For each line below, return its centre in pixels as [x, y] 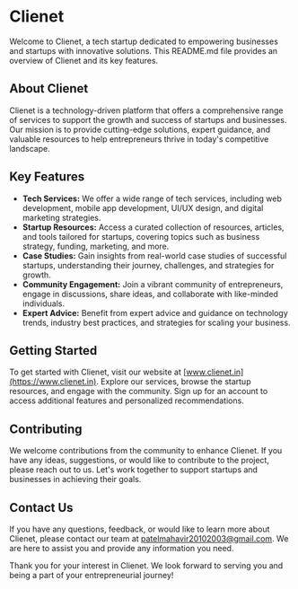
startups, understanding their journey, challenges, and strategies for [148, 265]
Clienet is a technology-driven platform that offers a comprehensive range [146, 110]
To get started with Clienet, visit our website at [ [98, 372]
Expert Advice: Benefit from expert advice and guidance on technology [155, 312]
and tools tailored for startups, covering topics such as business [141, 236]
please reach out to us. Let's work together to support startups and [134, 470]
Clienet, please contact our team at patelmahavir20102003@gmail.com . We [149, 539]
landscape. [30, 148]
